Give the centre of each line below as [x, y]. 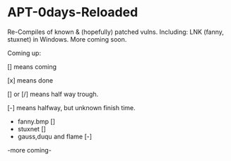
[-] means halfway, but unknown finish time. [71, 107]
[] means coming [32, 66]
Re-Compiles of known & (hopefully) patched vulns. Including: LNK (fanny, [116, 32]
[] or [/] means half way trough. [53, 94]
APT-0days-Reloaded [73, 12]
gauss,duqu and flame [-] [55, 136]
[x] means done [30, 80]
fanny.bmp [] [36, 121]
